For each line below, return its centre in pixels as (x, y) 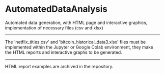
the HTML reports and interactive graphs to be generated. (64, 52)
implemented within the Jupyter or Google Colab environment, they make (79, 47)
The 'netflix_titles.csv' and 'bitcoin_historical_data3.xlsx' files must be (75, 42)
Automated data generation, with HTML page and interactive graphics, (76, 23)
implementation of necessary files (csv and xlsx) (54, 27)
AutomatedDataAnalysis (56, 9)
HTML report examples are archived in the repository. (59, 66)
